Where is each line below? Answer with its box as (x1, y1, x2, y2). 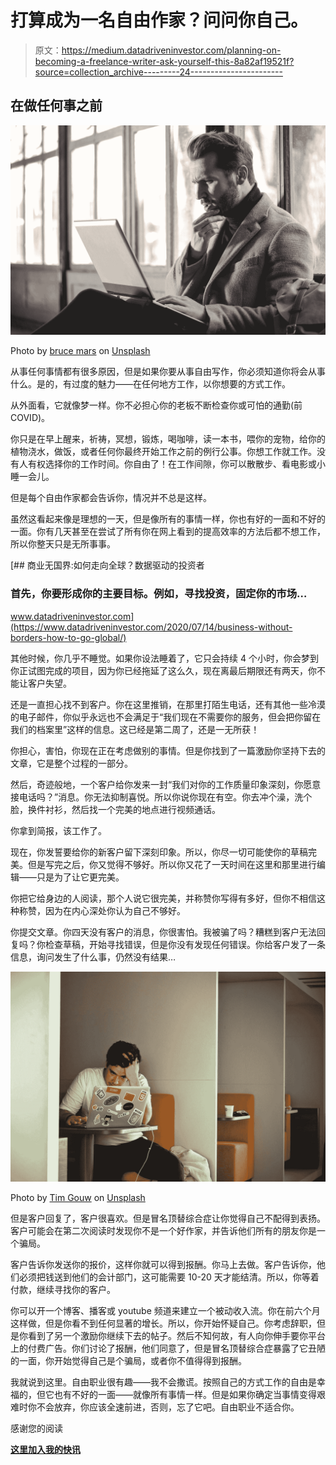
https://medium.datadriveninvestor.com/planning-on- (61, 44, 282, 56)
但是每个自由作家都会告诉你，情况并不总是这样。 (10, 492, 212, 504)
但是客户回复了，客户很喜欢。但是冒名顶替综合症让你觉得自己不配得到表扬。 (10, 1212, 326, 1225)
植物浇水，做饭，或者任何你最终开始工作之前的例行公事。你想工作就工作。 (10, 446, 317, 458)
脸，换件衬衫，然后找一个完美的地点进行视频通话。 (10, 803, 221, 815)
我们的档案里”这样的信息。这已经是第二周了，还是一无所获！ (10, 723, 260, 735)
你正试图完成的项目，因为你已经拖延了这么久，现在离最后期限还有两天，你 (10, 664, 317, 676)
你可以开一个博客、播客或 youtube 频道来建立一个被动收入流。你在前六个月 (10, 1305, 321, 1317)
